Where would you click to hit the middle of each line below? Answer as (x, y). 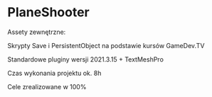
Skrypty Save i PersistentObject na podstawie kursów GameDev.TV (106, 45)
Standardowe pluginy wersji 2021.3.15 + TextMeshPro (85, 59)
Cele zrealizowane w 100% (47, 86)
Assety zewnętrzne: (37, 32)
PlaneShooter (49, 12)
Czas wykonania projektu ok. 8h (54, 73)
